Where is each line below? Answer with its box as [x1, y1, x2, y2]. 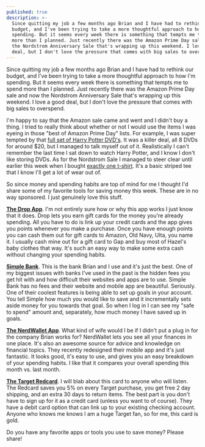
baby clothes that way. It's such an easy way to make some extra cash [6, 244, 184, 252]
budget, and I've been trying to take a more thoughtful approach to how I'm [6, 72, 196, 80]
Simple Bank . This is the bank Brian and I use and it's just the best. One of [6, 263, 193, 270]
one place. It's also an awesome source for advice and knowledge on [6, 339, 181, 347]
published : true [6, 9, 48, 15]
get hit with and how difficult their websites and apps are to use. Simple [6, 276, 186, 283]
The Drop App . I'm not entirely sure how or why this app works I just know [6, 205, 193, 212]
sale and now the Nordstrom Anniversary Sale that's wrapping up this [6, 91, 181, 99]
